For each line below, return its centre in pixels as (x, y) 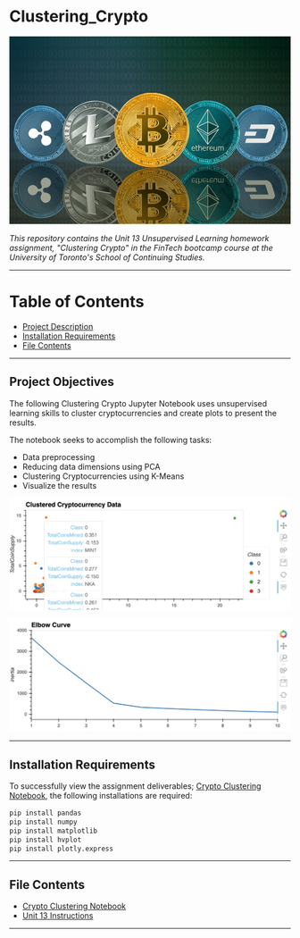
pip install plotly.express (62, 849)
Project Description (58, 327)
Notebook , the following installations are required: (101, 796)
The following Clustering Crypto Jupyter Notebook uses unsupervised (138, 403)
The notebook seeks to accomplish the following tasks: (111, 440)
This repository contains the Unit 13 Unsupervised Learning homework (139, 239)
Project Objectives (62, 382)
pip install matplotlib (54, 831)
